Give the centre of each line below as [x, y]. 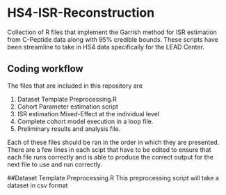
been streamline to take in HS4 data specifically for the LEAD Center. [106, 47]
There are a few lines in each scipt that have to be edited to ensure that [109, 149]
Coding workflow [45, 69]
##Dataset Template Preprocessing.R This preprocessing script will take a [113, 178]
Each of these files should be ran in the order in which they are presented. [113, 142]
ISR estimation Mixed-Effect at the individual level [88, 114]
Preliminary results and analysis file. [69, 128]
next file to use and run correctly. [55, 164]
